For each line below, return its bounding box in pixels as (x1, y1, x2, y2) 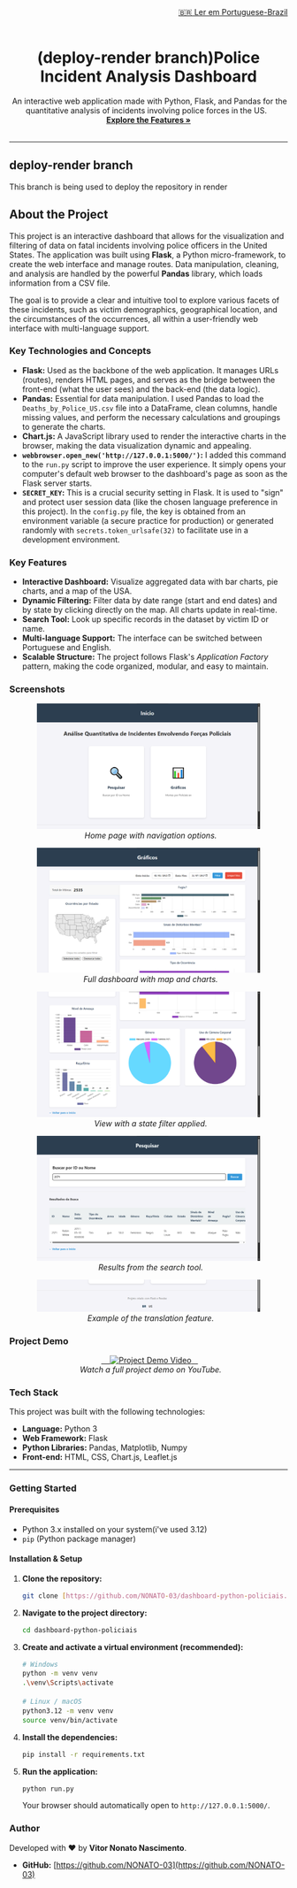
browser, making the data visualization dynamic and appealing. (21, 440, 252, 450)
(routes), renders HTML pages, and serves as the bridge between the (21, 374, 276, 385)
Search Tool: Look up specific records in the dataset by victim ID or (21, 614, 270, 625)
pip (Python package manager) (21, 1533, 136, 1544)
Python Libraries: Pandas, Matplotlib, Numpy (21, 1442, 188, 1453)
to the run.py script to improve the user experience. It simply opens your (21, 458, 286, 470)
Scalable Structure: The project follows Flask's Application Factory (21, 652, 269, 663)
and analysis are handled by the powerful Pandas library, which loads (9, 268, 263, 279)
